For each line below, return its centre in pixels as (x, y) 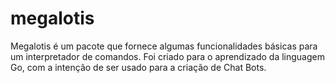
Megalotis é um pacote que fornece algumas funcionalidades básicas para (164, 46)
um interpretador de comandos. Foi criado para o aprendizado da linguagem (167, 56)
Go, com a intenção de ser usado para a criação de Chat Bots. (138, 67)
